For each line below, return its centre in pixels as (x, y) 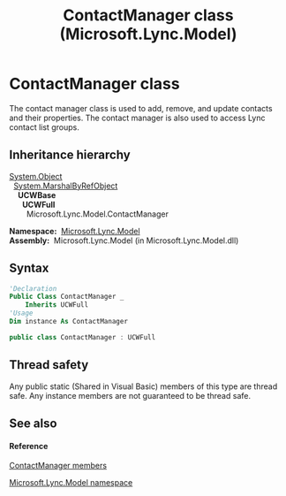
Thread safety (49, 365)
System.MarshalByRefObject (65, 186)
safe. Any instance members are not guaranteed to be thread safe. (130, 395)
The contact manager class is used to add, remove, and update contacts (141, 108)
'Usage (21, 313)
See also (33, 424)
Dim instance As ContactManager (68, 322)
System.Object (36, 176)
